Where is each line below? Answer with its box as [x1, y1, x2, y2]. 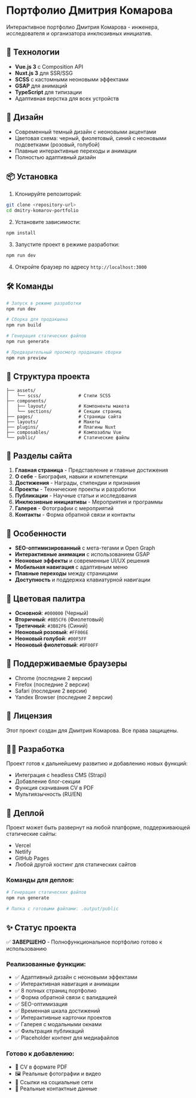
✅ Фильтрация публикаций [14, 1027, 84, 1035]
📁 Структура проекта [6, 372, 90, 382]
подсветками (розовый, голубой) [14, 141, 100, 148]
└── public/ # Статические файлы [6, 435, 130, 441]
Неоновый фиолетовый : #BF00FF [14, 641, 99, 648]
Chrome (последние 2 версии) [14, 674, 93, 681]
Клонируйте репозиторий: [14, 190, 82, 198]
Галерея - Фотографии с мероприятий [14, 505, 114, 512]
